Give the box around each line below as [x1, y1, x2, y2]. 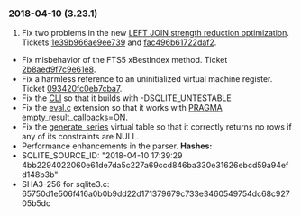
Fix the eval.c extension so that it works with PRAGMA [21, 103, 223, 113]
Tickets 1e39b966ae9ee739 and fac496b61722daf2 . [21, 37, 217, 48]
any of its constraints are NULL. [21, 131, 140, 142]
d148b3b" [21, 169, 59, 180]
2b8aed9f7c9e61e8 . [21, 64, 96, 75]
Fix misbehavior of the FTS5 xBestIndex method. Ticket [21, 55, 228, 66]
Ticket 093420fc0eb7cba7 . [21, 84, 123, 94]
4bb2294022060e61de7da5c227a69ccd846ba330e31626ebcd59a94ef [21, 160, 289, 171]
